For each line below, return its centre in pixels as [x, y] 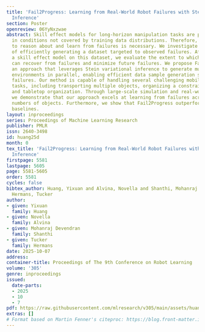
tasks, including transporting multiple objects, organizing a [94, 86]
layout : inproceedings [35, 115]
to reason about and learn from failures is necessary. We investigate [105, 47]
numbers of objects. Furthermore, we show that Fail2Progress [92, 103]
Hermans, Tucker [32, 194]
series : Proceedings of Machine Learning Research [72, 120]
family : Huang [30, 211]
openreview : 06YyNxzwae [37, 29]
